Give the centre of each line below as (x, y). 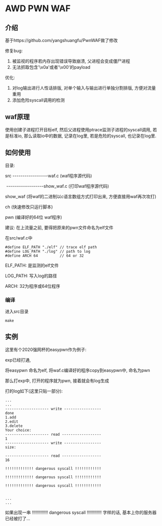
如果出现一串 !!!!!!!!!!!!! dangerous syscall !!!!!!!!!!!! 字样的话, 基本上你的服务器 (81, 512)
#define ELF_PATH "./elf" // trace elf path (51, 247)
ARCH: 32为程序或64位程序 (33, 286)
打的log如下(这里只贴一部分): (34, 391)
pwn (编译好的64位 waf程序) (34, 217)
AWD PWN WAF (38, 9)
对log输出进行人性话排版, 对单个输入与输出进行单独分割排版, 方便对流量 (84, 88)
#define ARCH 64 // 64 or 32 (44, 256)
